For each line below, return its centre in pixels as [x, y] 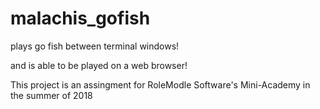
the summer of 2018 [51, 95]
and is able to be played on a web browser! [99, 65]
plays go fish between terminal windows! [95, 46]
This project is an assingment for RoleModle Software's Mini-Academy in [160, 84]
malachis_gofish [80, 18]
